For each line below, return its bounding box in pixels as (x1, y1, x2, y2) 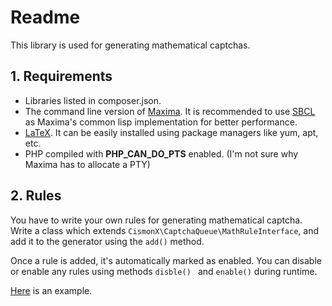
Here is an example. (10, 284, 93, 296)
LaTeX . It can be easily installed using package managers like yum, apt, (24, 126, 319, 138)
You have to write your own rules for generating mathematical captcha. (10, 214, 303, 226)
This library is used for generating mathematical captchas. (10, 39, 251, 51)
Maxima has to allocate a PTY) (24, 158, 151, 170)
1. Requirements (10, 68, 113, 85)
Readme (10, 6, 81, 29)
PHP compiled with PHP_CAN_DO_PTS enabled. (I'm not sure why (24, 147, 299, 160)
